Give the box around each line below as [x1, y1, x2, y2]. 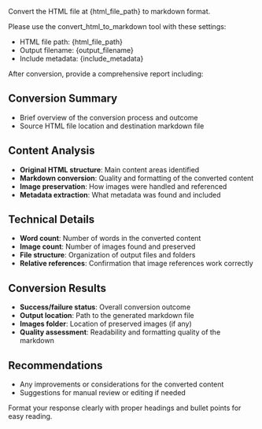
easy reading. [8, 412, 53, 421]
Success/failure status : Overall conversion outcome [19, 302, 191, 312]
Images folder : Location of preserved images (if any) [19, 319, 193, 329]
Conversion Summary [8, 92, 118, 105]
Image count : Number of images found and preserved [19, 242, 196, 251]
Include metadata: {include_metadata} [19, 54, 144, 63]
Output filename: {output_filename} [19, 46, 134, 54]
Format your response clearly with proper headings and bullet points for [8, 403, 242, 412]
